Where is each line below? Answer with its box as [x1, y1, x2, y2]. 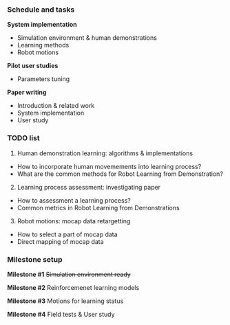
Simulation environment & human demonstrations [17, 34, 157, 42]
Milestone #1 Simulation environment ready [7, 270, 131, 278]
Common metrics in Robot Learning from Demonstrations [17, 203, 180, 212]
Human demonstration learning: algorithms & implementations [17, 149, 194, 157]
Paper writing [7, 88, 47, 97]
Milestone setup [7, 254, 63, 264]
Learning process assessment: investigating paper [17, 183, 160, 191]
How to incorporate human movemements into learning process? [17, 162, 202, 170]
